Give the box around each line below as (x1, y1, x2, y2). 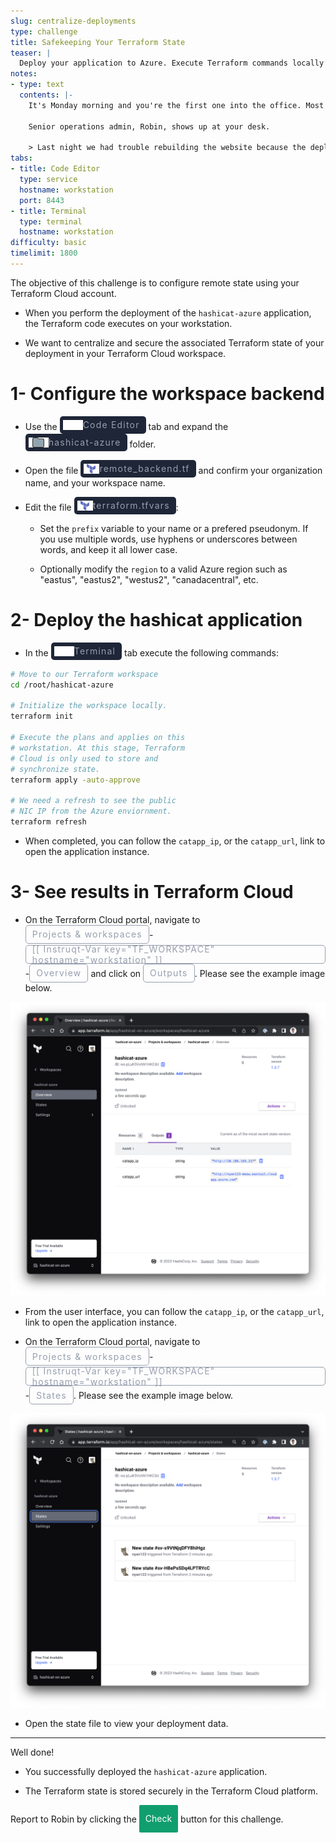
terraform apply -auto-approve (10, 775, 141, 785)
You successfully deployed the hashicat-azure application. (24, 1765, 268, 1777)
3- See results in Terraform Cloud (10, 881, 294, 904)
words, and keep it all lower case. (39, 543, 178, 555)
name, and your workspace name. (24, 476, 166, 489)
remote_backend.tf (99, 463, 190, 475)
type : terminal (19, 216, 83, 227)
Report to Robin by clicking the (10, 1813, 137, 1825)
